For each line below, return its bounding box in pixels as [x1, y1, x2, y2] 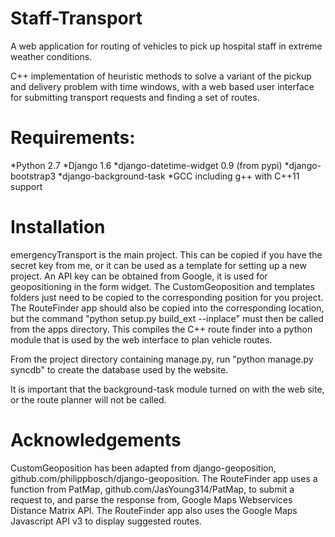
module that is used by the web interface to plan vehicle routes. [10, 333, 273, 346]
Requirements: [10, 127, 136, 149]
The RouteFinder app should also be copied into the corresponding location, [10, 302, 325, 314]
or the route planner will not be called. [10, 393, 167, 406]
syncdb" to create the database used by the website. [10, 363, 229, 376]
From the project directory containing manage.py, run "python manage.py [10, 353, 314, 365]
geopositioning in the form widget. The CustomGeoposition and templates [10, 280, 315, 292]
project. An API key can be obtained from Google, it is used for [10, 270, 268, 282]
